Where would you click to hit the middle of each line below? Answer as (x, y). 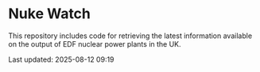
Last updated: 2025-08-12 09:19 (61, 59)
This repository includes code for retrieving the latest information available (130, 36)
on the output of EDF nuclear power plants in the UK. (95, 44)
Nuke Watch (50, 14)
